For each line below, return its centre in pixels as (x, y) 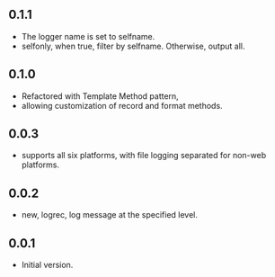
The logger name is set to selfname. (88, 36)
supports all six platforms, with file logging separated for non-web (144, 156)
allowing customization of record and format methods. (122, 105)
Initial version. (47, 265)
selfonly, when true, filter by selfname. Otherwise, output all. (133, 46)
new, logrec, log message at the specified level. (110, 215)
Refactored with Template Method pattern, (100, 96)
